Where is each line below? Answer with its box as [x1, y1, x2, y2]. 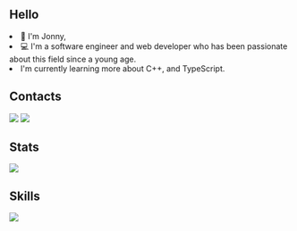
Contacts [9, 89, 63, 104]
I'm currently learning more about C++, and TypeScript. [21, 62, 225, 74]
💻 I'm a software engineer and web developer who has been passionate [21, 40, 288, 52]
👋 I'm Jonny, [21, 30, 67, 41]
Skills [9, 188, 40, 203]
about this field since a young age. [9, 54, 137, 64]
